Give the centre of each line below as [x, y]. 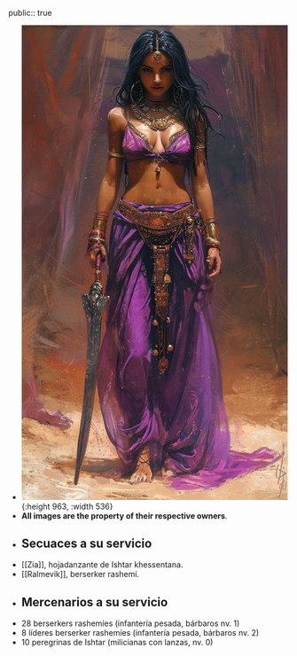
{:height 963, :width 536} [67, 506]
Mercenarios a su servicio [94, 602]
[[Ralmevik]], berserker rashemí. [80, 574]
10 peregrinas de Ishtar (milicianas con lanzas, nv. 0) [117, 643]
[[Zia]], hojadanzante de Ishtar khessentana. [102, 565]
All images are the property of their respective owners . [124, 515]
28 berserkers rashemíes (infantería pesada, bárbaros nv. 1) [130, 623]
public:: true [30, 13]
